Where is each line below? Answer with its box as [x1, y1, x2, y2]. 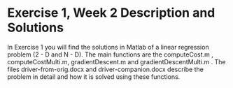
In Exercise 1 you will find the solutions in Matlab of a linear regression [7, 43, 209, 51]
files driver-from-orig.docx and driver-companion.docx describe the [7, 65, 204, 73]
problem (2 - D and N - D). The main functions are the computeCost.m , [7, 50, 213, 59]
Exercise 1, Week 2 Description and [7, 5, 216, 21]
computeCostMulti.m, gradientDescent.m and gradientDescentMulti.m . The [7, 57, 226, 66]
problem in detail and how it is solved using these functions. [7, 72, 181, 81]
